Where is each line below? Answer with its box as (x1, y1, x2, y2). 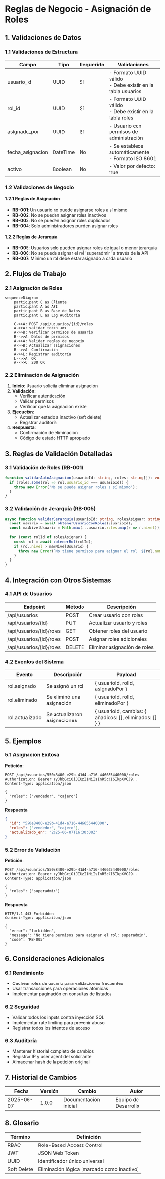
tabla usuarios (109, 88, 142, 95)
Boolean (53, 166, 72, 173)
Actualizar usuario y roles (89, 620, 148, 626)
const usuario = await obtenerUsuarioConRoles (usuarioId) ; (9, 521, 133, 526)
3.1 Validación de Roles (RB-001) (5, 464, 84, 471)
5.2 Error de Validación (5, 846, 61, 853)
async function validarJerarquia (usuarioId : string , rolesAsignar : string (5, 516, 162, 522)
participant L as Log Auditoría (14, 313, 80, 318)
